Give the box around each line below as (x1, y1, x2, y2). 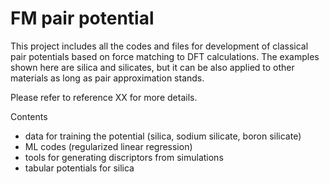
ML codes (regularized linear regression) (24, 140, 193, 152)
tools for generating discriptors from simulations (24, 151, 224, 163)
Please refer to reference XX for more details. (10, 91, 198, 103)
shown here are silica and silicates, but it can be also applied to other (10, 61, 295, 73)
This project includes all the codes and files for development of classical (10, 40, 309, 52)
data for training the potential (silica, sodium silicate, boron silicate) (24, 130, 302, 142)
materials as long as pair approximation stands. (10, 72, 205, 84)
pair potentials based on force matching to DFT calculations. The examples (10, 50, 320, 62)
